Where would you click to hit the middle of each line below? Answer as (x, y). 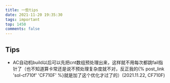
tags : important (22, 19)
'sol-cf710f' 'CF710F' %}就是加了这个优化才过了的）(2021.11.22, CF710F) (89, 75)
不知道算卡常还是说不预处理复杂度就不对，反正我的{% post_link (97, 69)
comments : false (22, 29)
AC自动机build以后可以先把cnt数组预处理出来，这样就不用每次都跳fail (86, 62)
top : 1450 (16, 24)
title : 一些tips (22, 10)
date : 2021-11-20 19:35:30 (34, 15)
